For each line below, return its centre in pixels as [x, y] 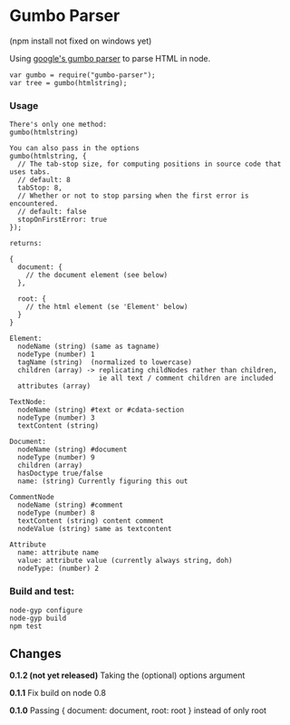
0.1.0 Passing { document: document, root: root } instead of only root [138, 710]
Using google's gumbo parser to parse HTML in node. [110, 58]
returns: [26, 244]
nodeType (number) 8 [56, 513]
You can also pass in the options [75, 149]
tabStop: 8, [40, 188]
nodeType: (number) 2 [58, 569]
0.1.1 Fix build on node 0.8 [58, 693]
